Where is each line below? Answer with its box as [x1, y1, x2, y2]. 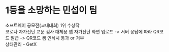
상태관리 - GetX [5, 41, 37, 47]
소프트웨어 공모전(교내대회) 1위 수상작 [5, 22, 80, 28]
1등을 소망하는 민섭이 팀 [5, 5, 97, 16]
